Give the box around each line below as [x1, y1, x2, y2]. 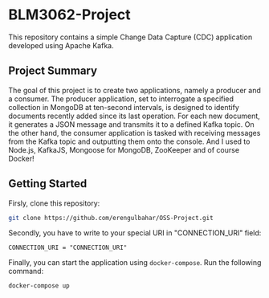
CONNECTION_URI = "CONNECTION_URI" [8, 243, 128, 252]
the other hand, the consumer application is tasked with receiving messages [8, 128, 261, 137]
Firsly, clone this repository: [8, 198, 100, 208]
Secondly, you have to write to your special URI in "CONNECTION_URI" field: [8, 228, 262, 238]
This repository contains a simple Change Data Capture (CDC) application [8, 32, 253, 42]
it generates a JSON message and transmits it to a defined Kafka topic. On [8, 119, 255, 129]
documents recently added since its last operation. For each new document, [8, 111, 261, 120]
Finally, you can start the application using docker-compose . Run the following [8, 258, 262, 267]
